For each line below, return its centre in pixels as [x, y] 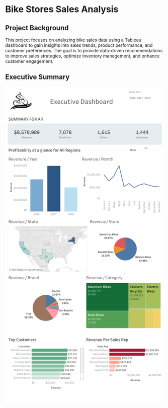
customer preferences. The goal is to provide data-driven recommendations [84, 51]
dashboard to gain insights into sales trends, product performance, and [79, 45]
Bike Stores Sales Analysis [62, 9]
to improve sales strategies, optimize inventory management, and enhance [82, 56]
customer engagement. [29, 61]
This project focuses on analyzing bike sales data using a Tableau [73, 40]
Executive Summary [37, 77]
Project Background [37, 28]
